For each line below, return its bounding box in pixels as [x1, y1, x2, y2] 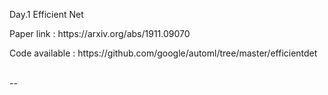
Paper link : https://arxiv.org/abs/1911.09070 [9, 28, 191, 39]
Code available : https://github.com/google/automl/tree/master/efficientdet [9, 47, 318, 59]
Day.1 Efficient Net [9, 9, 84, 20]
